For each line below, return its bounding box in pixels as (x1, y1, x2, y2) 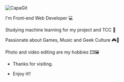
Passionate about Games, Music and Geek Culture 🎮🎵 (5, 37, 119, 43)
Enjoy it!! (12, 71, 31, 76)
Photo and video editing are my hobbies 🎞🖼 (5, 49, 100, 55)
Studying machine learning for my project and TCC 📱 (5, 27, 116, 33)
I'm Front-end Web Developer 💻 (5, 15, 74, 21)
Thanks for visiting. (12, 61, 53, 67)
